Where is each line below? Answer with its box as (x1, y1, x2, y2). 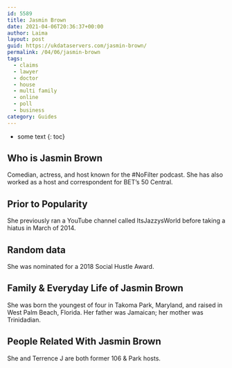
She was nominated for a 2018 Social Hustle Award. (7, 263, 154, 271)
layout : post (7, 36, 45, 43)
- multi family (13, 87, 57, 94)
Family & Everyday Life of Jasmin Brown (7, 282, 184, 295)
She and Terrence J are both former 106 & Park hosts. (7, 354, 161, 362)
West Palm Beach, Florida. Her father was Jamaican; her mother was (7, 308, 204, 316)
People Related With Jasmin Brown (7, 335, 161, 347)
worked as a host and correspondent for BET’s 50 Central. (7, 178, 173, 186)
